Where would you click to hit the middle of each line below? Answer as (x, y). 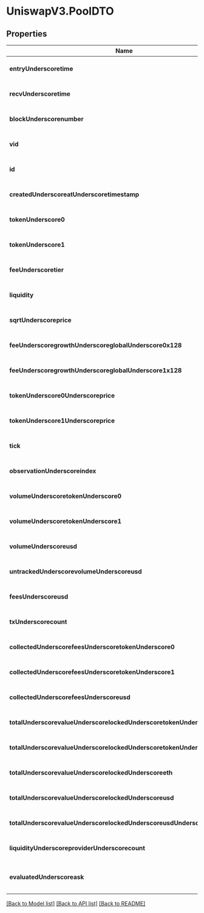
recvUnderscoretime (40, 94)
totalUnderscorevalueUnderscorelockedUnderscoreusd (92, 798)
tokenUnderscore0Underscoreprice (62, 396)
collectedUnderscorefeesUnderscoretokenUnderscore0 (92, 647)
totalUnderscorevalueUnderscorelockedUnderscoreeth (91, 773)
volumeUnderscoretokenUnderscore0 (66, 496)
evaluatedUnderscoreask (47, 877)
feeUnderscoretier (36, 270)
